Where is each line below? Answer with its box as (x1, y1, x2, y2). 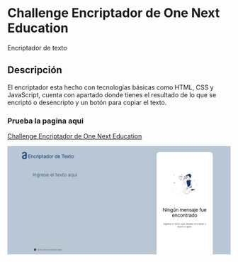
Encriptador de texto (7, 43, 67, 52)
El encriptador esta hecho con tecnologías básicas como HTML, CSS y (7, 83, 214, 92)
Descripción (7, 64, 62, 76)
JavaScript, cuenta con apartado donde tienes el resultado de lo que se (7, 90, 217, 99)
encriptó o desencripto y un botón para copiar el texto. (7, 98, 167, 107)
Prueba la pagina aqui (7, 116, 84, 126)
